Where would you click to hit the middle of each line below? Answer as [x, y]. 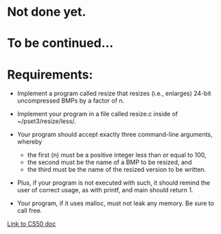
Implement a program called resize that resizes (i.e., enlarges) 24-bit [114, 94]
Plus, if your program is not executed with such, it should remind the [114, 183]
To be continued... [60, 43]
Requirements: [50, 74]
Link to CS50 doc [32, 224]
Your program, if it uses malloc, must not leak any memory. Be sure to [116, 203]
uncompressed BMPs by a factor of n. [71, 101]
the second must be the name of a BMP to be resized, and [109, 162]
